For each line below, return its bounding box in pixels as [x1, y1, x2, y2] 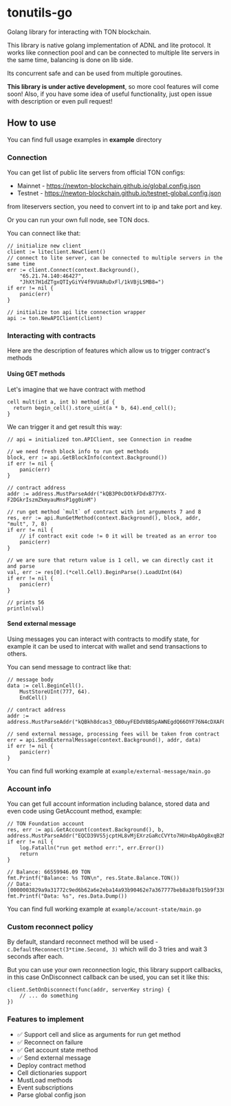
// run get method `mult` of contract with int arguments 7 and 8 [7, 508, 201, 515]
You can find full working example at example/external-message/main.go [7, 767, 211, 775]
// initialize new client [7, 243, 81, 250]
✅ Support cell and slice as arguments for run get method [16, 1030, 181, 1038]
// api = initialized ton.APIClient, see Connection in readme [7, 436, 192, 443]
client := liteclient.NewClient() [7, 248, 107, 256]
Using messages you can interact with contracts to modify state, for [7, 635, 199, 643]
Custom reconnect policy [7, 922, 93, 931]
